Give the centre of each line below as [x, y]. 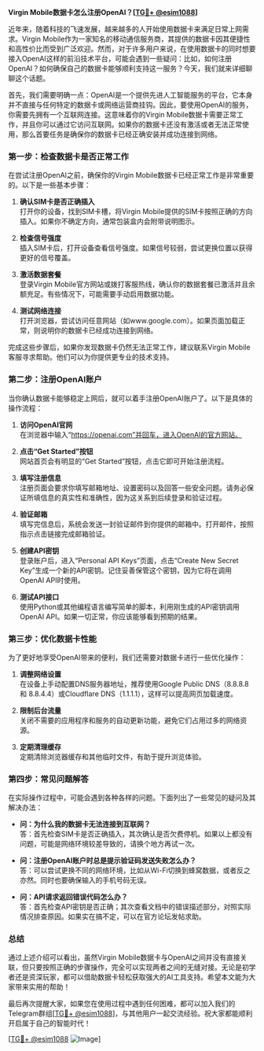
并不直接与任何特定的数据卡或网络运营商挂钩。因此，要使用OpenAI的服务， [130, 105]
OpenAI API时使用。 [52, 580]
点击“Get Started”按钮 [56, 451]
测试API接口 [39, 596]
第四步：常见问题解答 [48, 779]
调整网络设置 [40, 674]
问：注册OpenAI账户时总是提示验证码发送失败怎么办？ [108, 861]
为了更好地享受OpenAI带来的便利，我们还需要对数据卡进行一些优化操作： [127, 657]
